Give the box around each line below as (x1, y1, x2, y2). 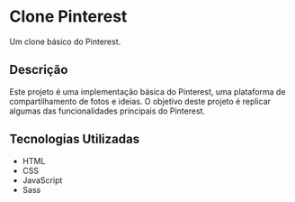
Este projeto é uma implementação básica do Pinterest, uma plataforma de (9, 86, 286, 96)
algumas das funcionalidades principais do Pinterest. (9, 106, 205, 116)
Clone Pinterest (9, 6, 128, 27)
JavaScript (22, 174, 63, 186)
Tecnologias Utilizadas (9, 132, 140, 147)
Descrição (9, 62, 68, 78)
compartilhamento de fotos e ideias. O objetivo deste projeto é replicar (9, 96, 272, 106)
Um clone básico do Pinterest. (9, 36, 121, 47)
